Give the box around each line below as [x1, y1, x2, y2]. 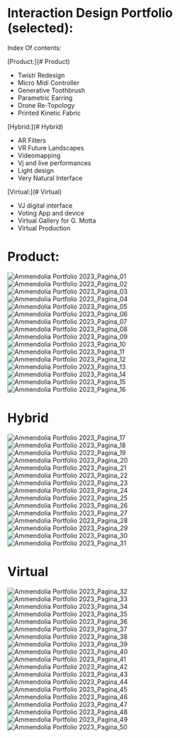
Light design [17, 166, 55, 174]
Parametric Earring [17, 94, 73, 102]
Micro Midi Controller [17, 78, 80, 86]
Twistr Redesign [17, 71, 65, 79]
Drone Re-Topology [17, 101, 75, 109]
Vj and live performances [17, 158, 91, 167]
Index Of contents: [7, 43, 62, 52]
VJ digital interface [17, 201, 73, 210]
